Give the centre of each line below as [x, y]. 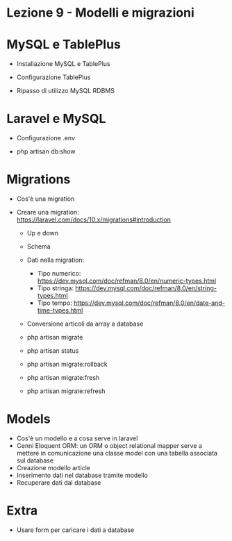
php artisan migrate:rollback [67, 364]
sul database [35, 460]
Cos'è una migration [45, 199]
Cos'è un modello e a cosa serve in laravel [77, 438]
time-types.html [60, 310]
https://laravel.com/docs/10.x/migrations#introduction [94, 219]
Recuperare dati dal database [59, 482]
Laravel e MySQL [56, 119]
